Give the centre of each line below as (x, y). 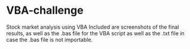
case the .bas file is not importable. (50, 39)
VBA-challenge (45, 10)
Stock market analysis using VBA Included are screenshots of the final (93, 27)
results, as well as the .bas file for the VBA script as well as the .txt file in (95, 33)
